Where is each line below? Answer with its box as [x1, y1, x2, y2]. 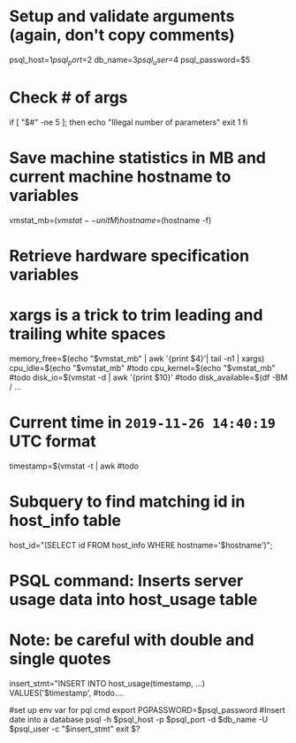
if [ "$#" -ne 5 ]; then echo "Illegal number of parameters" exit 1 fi [9, 117, 248, 128]
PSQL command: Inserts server [9, 570, 244, 591]
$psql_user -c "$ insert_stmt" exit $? [9, 724, 140, 734]
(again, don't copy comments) [9, 25, 236, 45]
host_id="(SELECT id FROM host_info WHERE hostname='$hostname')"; [9, 539, 273, 550]
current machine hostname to [9, 166, 231, 187]
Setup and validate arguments [9, 6, 235, 27]
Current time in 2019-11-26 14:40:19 [9, 412, 277, 432]
